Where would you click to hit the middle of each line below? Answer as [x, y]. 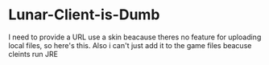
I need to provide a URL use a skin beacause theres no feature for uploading [135, 37]
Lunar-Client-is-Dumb [84, 15]
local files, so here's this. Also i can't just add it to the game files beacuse [130, 45]
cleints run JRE [33, 54]
